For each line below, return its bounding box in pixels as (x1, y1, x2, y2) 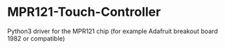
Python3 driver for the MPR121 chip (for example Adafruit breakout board (7, 27, 219, 35)
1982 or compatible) (7, 34, 65, 42)
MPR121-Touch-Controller (7, 4, 161, 20)
